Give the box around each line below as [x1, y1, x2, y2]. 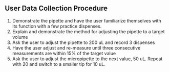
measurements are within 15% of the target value [12, 50, 116, 56]
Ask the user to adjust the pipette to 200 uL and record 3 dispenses [12, 39, 155, 45]
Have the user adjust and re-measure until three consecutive [12, 44, 141, 51]
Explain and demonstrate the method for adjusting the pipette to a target [12, 28, 165, 35]
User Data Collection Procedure [5, 4, 108, 13]
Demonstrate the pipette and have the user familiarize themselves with [12, 17, 162, 23]
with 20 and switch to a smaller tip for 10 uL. [12, 61, 106, 67]
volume [12, 34, 28, 40]
